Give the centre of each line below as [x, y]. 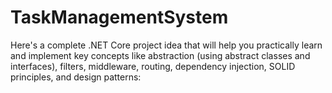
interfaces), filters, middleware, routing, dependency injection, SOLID [153, 66]
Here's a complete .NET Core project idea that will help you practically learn [166, 45]
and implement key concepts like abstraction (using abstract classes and [160, 55]
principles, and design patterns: [76, 77]
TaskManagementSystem [119, 17]
